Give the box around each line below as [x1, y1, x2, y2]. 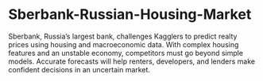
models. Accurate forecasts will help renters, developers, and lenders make [8, 57, 256, 66]
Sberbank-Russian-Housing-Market [8, 6, 252, 24]
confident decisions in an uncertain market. [8, 64, 151, 74]
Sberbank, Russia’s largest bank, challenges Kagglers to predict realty [8, 31, 238, 41]
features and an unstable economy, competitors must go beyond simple [8, 48, 244, 57]
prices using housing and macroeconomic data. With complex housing [8, 39, 239, 49]
